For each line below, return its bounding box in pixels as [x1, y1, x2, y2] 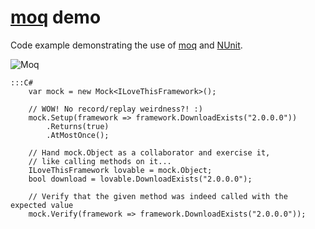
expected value [10, 200, 74, 210]
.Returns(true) [46, 121, 110, 131]
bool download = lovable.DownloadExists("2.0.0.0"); [28, 174, 253, 184]
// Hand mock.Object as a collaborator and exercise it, [28, 147, 271, 158]
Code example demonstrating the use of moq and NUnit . [10, 39, 243, 51]
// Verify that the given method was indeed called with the [28, 191, 288, 201]
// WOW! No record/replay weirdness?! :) [28, 104, 203, 114]
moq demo [10, 6, 102, 29]
